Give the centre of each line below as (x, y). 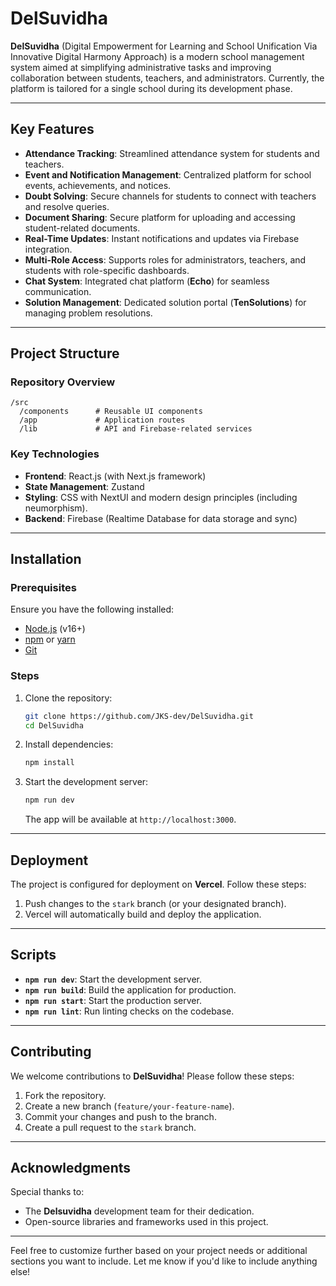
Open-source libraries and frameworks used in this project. (146, 1222)
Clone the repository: (68, 698)
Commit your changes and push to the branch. (120, 1116)
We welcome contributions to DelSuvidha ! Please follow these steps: (152, 1076)
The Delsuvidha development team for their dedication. (139, 1211)
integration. (48, 249)
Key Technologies (55, 454)
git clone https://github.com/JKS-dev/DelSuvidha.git (139, 716)
